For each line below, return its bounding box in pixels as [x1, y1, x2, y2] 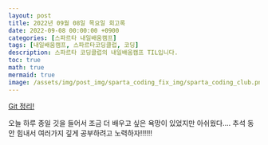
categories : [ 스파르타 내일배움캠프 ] [8, 33, 117, 42]
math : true [8, 64, 45, 72]
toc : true [8, 57, 41, 65]
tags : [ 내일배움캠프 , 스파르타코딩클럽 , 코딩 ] [8, 41, 140, 49]
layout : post [8, 11, 52, 20]
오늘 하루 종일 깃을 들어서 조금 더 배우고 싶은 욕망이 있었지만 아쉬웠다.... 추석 [8, 118, 246, 127]
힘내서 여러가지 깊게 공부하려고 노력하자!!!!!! [16, 128, 153, 138]
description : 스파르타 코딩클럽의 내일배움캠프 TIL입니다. [8, 49, 179, 57]
